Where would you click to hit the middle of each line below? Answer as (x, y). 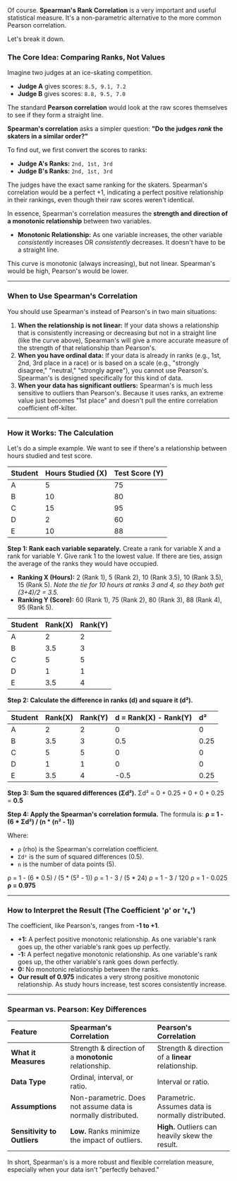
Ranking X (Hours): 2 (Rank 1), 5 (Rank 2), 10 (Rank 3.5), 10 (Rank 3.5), (120, 577)
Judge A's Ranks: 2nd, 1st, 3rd (65, 164)
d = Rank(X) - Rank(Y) (154, 717)
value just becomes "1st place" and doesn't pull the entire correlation (118, 400)
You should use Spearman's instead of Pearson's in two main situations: (112, 311)
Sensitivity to (34, 1131)
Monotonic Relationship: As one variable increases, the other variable (120, 235)
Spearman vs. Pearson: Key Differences (77, 1009)
